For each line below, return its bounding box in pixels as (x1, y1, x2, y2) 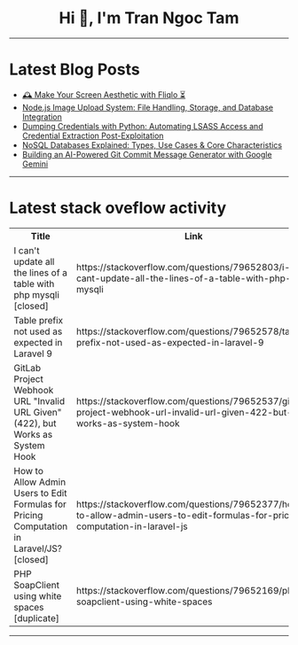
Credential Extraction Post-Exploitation (21, 130, 164, 141)
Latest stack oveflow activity (9, 198, 227, 218)
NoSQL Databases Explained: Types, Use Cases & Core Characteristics (21, 139, 282, 150)
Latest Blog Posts (9, 59, 140, 80)
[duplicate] (13, 611, 59, 624)
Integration (21, 111, 62, 122)
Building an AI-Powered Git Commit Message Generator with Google (21, 149, 272, 159)
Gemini (21, 159, 49, 169)
